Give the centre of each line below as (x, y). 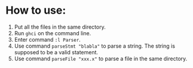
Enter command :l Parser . (48, 39)
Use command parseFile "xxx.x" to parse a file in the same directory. (101, 58)
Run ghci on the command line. (53, 33)
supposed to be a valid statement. (56, 52)
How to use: (36, 10)
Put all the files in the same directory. (60, 27)
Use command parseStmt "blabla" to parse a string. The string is (95, 46)
